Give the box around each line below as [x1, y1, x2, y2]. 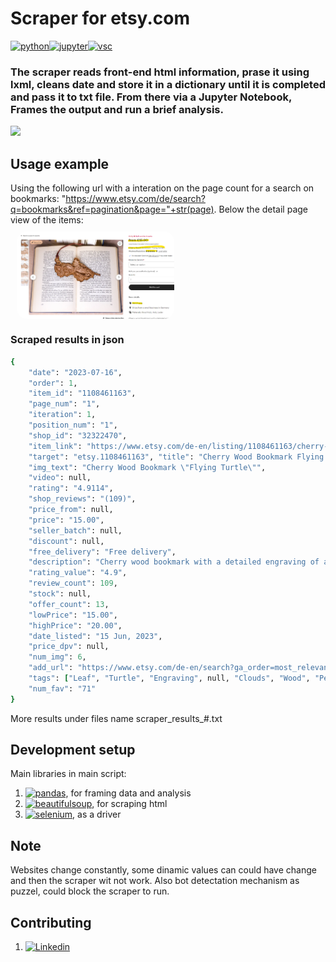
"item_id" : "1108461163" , [28, 388, 137, 399]
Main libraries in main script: [10, 768, 127, 780]
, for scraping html [91, 798, 168, 810]
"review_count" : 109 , [28, 578, 118, 589]
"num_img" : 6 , [28, 652, 87, 662]
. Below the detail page [213, 203, 309, 216]
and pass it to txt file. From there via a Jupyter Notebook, [10, 90, 292, 104]
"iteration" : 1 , [28, 410, 97, 420]
